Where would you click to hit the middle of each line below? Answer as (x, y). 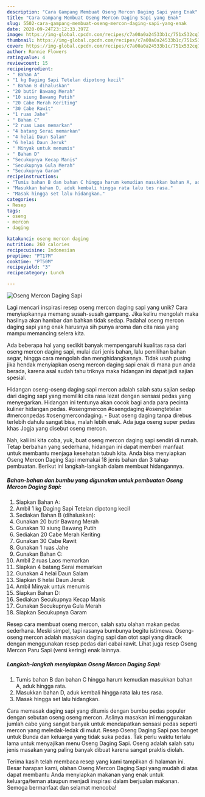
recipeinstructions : (33, 177)
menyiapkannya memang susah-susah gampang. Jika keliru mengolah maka (103, 314)
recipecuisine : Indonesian (41, 250)
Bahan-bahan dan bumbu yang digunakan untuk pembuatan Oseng (95, 480)
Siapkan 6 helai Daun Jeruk (50, 580)
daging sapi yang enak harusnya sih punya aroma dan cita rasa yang (93, 327)
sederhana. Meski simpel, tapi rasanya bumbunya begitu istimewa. (90, 630)
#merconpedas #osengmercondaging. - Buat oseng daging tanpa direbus (99, 415)
